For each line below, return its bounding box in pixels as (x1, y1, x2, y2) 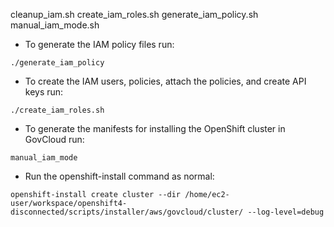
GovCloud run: (24, 134, 85, 145)
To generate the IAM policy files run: (24, 39, 175, 50)
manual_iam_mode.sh (10, 19, 100, 31)
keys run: (24, 86, 64, 98)
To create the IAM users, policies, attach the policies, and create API (24, 75, 307, 87)
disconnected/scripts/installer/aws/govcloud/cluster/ (10, 207, 244, 217)
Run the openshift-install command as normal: (24, 170, 215, 182)
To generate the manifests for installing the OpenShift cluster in (24, 123, 286, 134)
